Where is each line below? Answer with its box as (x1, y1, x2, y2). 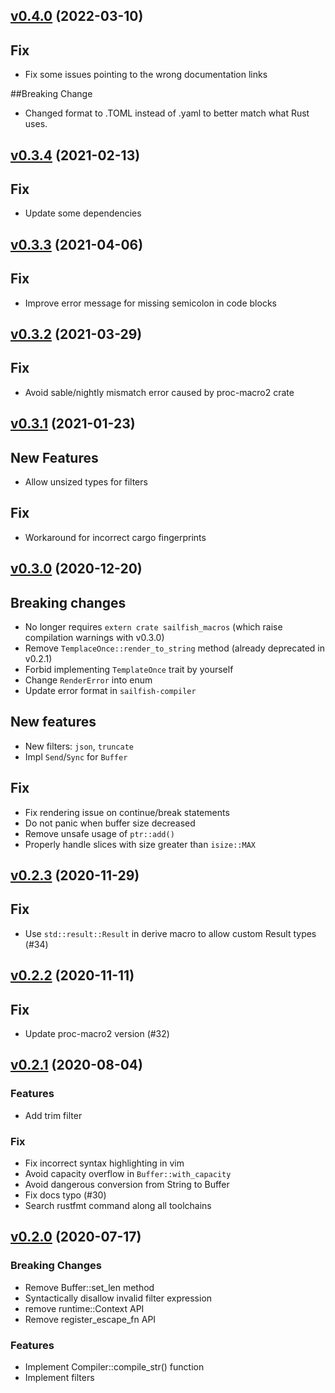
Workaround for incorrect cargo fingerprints (24, 531, 207, 543)
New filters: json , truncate (24, 740, 134, 752)
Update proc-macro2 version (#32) (24, 1028, 170, 1040)
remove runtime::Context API (24, 1302, 145, 1314)
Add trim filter (24, 1109, 83, 1121)
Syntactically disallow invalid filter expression (24, 1292, 213, 1304)
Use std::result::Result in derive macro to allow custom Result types (24, 927, 317, 939)
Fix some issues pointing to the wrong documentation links (24, 69, 268, 81)
